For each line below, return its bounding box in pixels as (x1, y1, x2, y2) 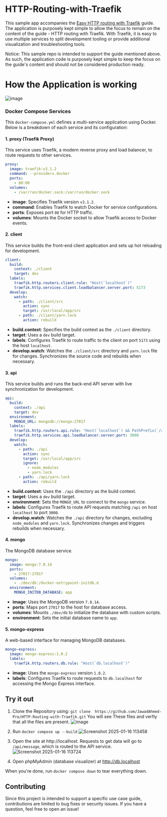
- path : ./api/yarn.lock (18, 475, 70, 480)
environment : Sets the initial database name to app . (12, 615, 118, 621)
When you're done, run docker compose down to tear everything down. (5, 768, 148, 774)
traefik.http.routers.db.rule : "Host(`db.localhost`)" (14, 660, 130, 666)
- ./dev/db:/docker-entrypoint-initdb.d (14, 581, 99, 586)
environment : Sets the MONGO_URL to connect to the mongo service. (12, 498, 146, 504)
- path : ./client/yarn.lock (18, 313, 77, 318)
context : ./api (14, 405, 46, 410)
